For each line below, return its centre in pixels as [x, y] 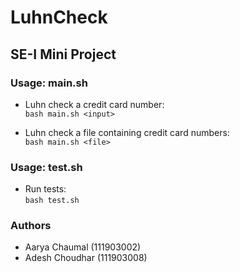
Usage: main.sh [49, 83]
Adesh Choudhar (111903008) [86, 258]
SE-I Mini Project [63, 54]
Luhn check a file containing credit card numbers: [127, 132]
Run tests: [45, 189]
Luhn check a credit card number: [94, 104]
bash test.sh [52, 201]
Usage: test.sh [46, 167]
